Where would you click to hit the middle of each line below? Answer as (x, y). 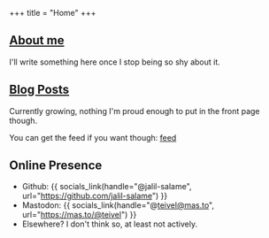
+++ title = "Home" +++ (53, 13)
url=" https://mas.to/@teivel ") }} (79, 215)
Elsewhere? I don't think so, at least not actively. (109, 224)
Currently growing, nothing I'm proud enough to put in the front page (134, 111)
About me (37, 40)
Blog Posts (39, 90)
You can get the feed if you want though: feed (93, 137)
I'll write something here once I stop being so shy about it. (115, 62)
